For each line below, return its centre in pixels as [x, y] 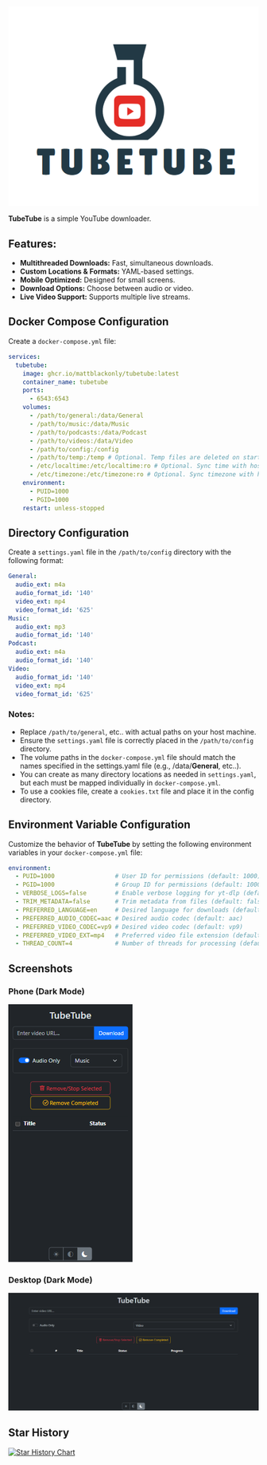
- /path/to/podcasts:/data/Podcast [88, 432]
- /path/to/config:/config [74, 449]
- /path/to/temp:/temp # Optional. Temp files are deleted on [134, 458]
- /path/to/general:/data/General [87, 415]
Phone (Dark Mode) [46, 991]
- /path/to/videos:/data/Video [81, 441]
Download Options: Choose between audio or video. [106, 289]
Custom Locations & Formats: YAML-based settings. [107, 272]
